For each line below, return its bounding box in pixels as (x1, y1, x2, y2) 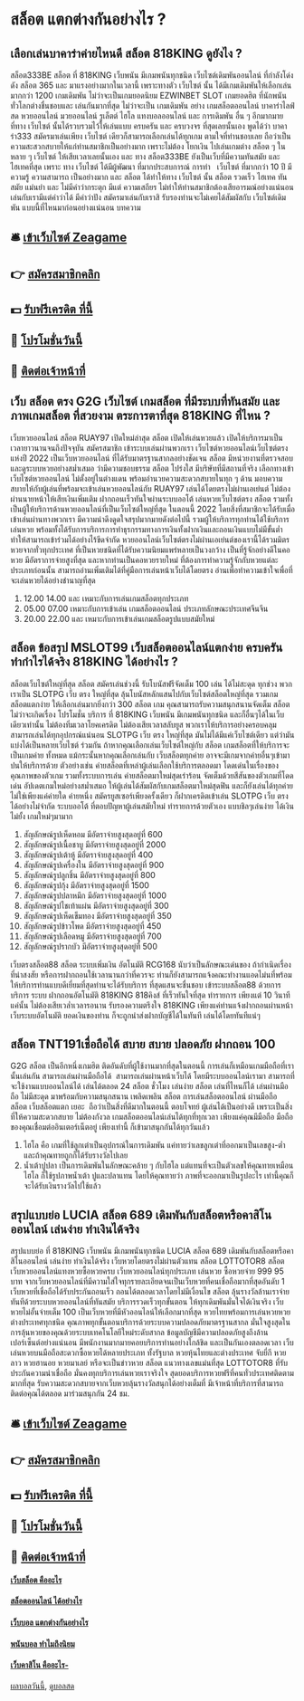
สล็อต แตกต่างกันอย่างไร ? (10, 9, 166, 30)
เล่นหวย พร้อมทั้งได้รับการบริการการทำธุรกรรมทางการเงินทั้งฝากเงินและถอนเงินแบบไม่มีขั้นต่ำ (10, 523, 283, 534)
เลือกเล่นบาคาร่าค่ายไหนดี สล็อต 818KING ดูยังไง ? (10, 45, 242, 61)
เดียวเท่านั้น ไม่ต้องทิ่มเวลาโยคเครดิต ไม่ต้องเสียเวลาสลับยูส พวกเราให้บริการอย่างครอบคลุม (10, 719, 277, 730)
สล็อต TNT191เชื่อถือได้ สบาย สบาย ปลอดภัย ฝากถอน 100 (10, 1037, 276, 1052)
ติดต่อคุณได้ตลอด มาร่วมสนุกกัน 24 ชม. (10, 1388, 130, 1399)
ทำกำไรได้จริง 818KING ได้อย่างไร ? (10, 655, 179, 670)
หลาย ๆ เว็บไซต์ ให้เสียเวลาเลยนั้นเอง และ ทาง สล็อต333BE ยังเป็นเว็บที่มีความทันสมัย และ (10, 151, 280, 162)
